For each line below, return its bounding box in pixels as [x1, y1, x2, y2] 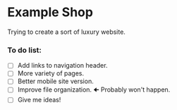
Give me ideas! [17, 96, 61, 104]
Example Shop [7, 4, 94, 20]
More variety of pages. [17, 69, 85, 78]
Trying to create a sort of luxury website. [7, 28, 126, 36]
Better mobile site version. [17, 77, 94, 85]
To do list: [7, 45, 42, 55]
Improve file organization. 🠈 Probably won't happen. [17, 85, 171, 94]
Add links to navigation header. [17, 61, 108, 70]
